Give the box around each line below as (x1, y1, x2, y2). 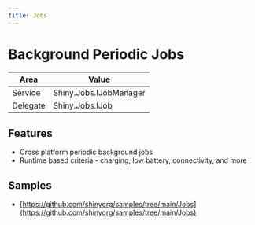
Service (12, 87, 41, 98)
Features (8, 127, 53, 140)
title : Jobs (8, 11, 47, 20)
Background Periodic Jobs (8, 45, 185, 63)
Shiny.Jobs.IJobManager (53, 87, 146, 98)
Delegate (12, 100, 46, 111)
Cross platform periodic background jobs (19, 147, 153, 157)
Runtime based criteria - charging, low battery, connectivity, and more (19, 156, 247, 165)
